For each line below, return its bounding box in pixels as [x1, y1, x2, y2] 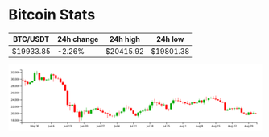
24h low [155, 35, 184, 44]
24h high [109, 35, 141, 44]
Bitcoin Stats [8, 6, 96, 24]
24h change [57, 35, 99, 44]
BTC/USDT [13, 35, 50, 44]
